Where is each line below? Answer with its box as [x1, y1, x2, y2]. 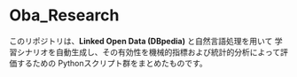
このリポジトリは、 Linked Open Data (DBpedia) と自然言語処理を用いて [9, 35, 273, 46]
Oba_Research [9, 5, 120, 26]
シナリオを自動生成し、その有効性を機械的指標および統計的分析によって [16, 46, 281, 58]
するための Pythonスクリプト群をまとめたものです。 [16, 58, 208, 68]
